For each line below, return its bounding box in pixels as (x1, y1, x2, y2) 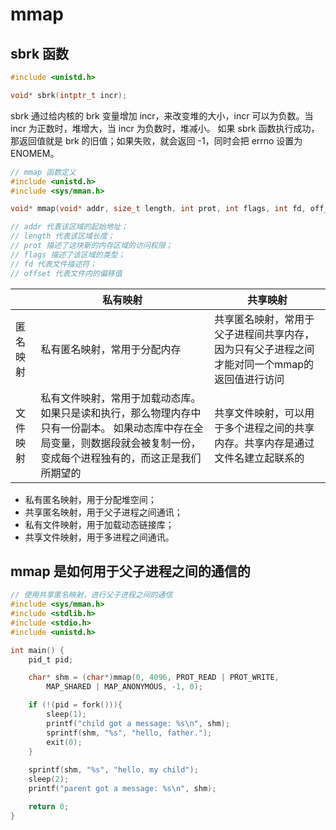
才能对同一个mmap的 (214, 357, 315, 371)
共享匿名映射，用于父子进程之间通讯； (24, 506, 183, 518)
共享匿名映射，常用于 (214, 312, 315, 326)
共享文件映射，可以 (214, 406, 305, 420)
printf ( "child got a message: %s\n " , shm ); (46, 718, 230, 728)
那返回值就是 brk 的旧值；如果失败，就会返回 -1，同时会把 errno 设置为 (10, 134, 303, 147)
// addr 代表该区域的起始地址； (10, 222, 129, 232)
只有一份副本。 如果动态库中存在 (40, 421, 194, 435)
